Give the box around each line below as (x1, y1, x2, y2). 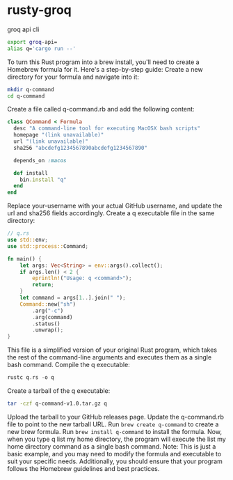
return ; (32, 281, 54, 288)
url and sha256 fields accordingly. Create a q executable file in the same (7, 209, 215, 217)
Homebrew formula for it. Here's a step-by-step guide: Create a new (7, 65, 203, 73)
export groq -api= (7, 38, 58, 45)
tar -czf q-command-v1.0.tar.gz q (7, 400, 108, 408)
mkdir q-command (7, 86, 54, 93)
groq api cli (7, 25, 40, 33)
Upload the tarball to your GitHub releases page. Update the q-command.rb (7, 412, 224, 421)
